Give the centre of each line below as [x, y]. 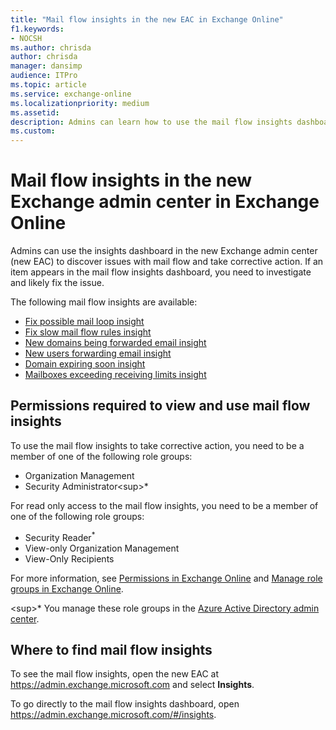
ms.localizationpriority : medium [80, 103]
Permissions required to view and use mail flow [160, 406]
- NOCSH [26, 38]
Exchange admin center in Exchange [165, 202]
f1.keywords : [37, 29]
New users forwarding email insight [98, 353]
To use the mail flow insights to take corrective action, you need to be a [157, 445]
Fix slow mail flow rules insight [88, 332]
